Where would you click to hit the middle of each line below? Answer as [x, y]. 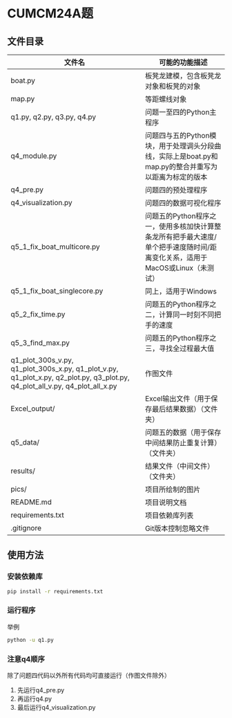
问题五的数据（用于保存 [183, 432]
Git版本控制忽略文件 [177, 528]
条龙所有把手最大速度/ [181, 237]
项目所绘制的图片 [173, 490]
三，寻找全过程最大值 [180, 348]
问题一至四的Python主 [181, 112]
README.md [31, 502]
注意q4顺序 [26, 659]
